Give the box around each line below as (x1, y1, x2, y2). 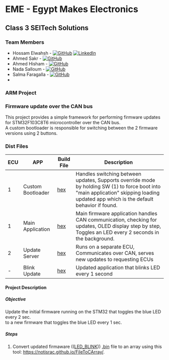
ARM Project (5, 89, 37, 96)
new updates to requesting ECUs (75, 256, 153, 263)
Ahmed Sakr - (12, 55, 42, 61)
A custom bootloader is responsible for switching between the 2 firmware (5, 125, 158, 131)
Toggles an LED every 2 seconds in (75, 229, 159, 236)
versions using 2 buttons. (5, 130, 58, 136)
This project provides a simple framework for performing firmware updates (5, 114, 161, 120)
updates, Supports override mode (75, 177, 155, 184)
